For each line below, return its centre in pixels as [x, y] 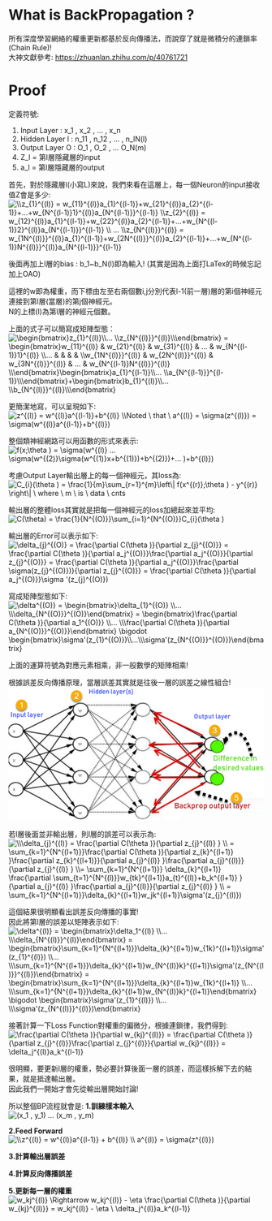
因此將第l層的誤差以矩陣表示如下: [64, 922]
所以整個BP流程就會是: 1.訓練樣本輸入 [71, 1107]
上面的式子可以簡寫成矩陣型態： [62, 328]
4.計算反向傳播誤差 [41, 1174]
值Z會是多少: [30, 194]
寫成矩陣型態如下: [38, 596]
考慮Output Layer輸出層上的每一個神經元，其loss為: [95, 475]
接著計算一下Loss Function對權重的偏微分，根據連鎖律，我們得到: [119, 1025]
